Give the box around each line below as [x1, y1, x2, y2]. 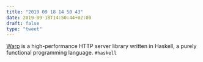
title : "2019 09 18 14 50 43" [6, 9, 84, 15]
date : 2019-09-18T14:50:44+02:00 [6, 15, 92, 21]
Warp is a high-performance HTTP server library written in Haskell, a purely [6, 43, 197, 50]
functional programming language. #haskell [6, 49, 117, 57]
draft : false [6, 20, 40, 26]
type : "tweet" [6, 26, 43, 32]
